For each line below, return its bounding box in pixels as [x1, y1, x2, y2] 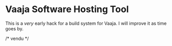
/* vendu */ [5, 35, 29, 41]
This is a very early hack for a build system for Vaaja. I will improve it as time [5, 20, 167, 26]
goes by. [5, 25, 24, 31]
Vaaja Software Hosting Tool [5, 4, 129, 15]
